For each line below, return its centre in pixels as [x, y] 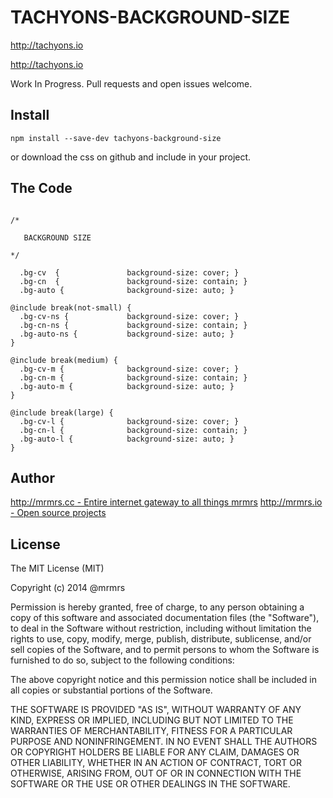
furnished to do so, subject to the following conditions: [122, 660]
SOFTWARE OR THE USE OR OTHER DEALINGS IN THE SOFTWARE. [150, 784]
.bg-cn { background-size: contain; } [133, 281]
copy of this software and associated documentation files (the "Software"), [165, 618]
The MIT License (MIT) [57, 568]
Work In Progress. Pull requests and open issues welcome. [131, 83]
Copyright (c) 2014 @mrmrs [68, 588]
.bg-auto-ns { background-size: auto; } [127, 334]
